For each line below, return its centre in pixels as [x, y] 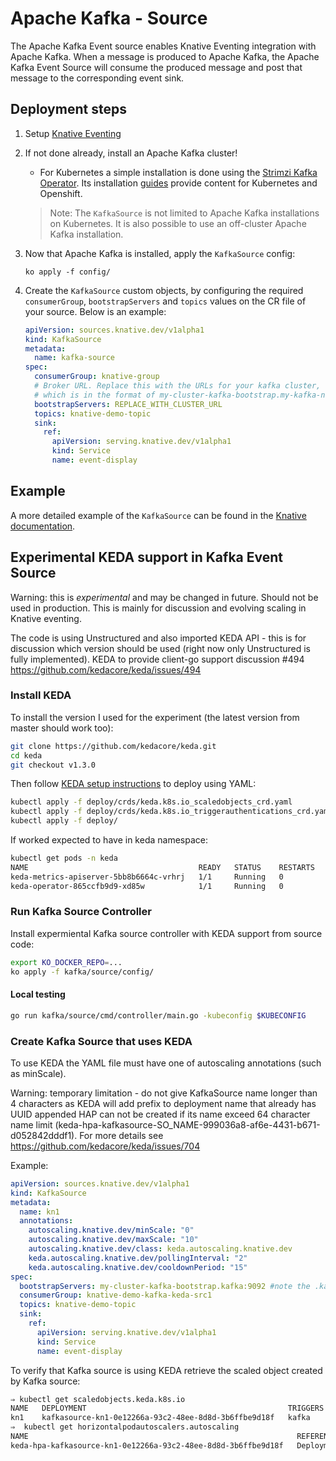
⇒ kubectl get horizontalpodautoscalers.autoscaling [125, 1427]
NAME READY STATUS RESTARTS [162, 867]
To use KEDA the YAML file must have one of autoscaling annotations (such [166, 1063]
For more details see [121, 1135]
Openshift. [61, 193]
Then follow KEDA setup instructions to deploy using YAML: [133, 784]
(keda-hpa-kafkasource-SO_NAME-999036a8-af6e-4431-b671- [187, 1124]
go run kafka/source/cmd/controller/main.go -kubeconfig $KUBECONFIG [158, 1015]
